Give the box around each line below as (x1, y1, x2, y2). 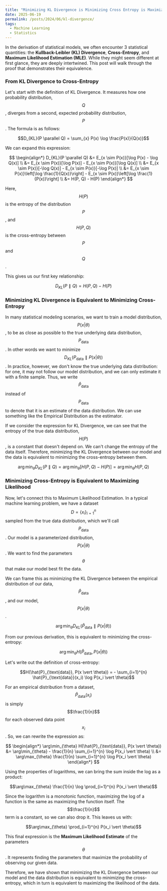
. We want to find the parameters (5, 550, 73, 556)
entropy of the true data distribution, (5, 428, 80, 434)
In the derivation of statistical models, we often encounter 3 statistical (5, 44, 148, 50)
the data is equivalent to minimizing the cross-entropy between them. (5, 454, 148, 460)
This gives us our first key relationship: (5, 273, 84, 280)
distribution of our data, (5, 581, 54, 587)
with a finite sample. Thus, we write (5, 374, 78, 380)
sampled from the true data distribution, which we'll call (5, 518, 119, 524)
